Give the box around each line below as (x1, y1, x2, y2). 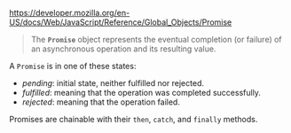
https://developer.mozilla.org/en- (9, 8, 130, 18)
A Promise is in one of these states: (9, 61, 137, 71)
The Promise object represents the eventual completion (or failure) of (30, 35, 282, 44)
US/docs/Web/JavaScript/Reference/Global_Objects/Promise (9, 17, 232, 27)
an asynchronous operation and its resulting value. (30, 43, 216, 54)
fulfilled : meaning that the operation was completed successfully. (21, 88, 262, 98)
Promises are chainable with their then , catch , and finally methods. (9, 114, 258, 124)
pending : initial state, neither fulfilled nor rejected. (21, 78, 204, 88)
